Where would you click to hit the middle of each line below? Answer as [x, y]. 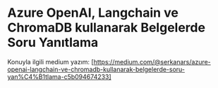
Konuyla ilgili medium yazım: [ [50, 61]
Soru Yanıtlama [53, 43]
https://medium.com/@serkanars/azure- [152, 61]
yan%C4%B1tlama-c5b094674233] [59, 76]
